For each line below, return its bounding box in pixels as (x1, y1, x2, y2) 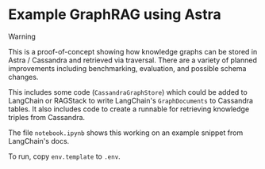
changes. (8, 72, 39, 81)
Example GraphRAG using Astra (8, 6, 221, 24)
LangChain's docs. (8, 136, 70, 145)
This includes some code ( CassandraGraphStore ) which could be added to (8, 87, 248, 96)
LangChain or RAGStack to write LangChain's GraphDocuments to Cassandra (8, 96, 254, 105)
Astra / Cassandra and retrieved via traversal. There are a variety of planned (8, 55, 258, 65)
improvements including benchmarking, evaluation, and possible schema (8, 63, 247, 73)
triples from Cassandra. (8, 112, 86, 122)
